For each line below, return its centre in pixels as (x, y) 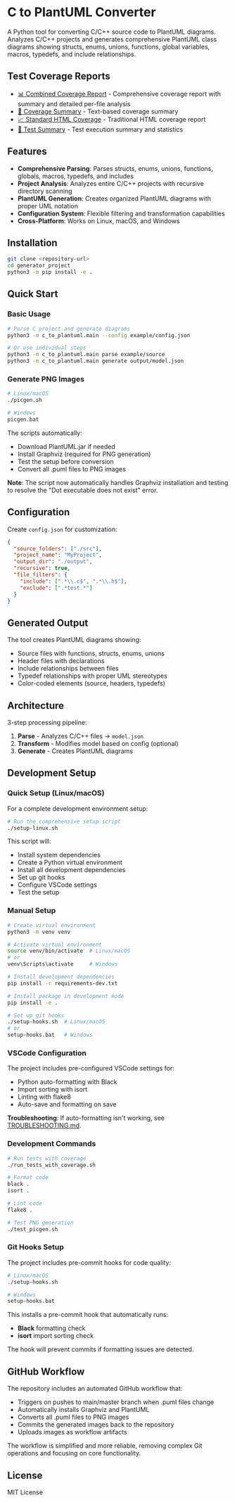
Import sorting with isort (52, 1090)
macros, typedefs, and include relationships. (72, 54)
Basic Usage (29, 314)
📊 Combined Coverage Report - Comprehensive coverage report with (119, 94)
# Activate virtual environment (55, 945)
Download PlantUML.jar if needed (66, 446)
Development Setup (52, 773)
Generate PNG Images (46, 379)
